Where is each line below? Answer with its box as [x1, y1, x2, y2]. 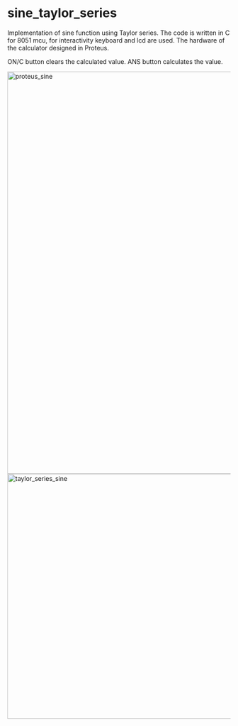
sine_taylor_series [7, 5, 118, 21]
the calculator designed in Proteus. [7, 43, 110, 52]
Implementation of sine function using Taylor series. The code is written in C [7, 28, 230, 37]
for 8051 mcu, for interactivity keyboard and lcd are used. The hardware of [7, 36, 225, 44]
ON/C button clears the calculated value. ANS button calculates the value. [7, 57, 223, 65]
